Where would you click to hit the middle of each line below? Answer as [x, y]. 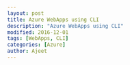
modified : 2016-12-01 [38, 32]
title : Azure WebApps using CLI [53, 20]
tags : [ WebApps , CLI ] [38, 39]
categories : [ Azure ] [37, 45]
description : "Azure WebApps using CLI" [66, 26]
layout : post [26, 13]
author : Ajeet [27, 51]
